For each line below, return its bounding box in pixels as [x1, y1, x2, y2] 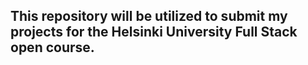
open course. [10, 39, 95, 56]
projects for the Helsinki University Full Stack [10, 24, 298, 41]
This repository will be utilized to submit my [10, 8, 288, 25]
